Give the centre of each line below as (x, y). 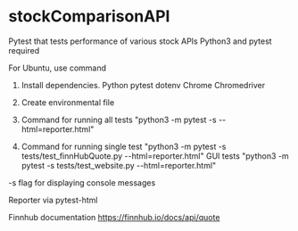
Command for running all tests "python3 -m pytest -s (119, 120)
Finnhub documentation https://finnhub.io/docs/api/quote (114, 217)
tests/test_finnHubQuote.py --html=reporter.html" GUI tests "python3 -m (155, 156)
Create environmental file (68, 102)
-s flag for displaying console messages (82, 182)
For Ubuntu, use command (58, 68)
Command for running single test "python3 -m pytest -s (124, 146)
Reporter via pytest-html (53, 200)
